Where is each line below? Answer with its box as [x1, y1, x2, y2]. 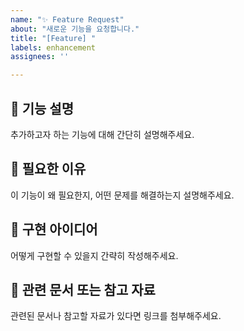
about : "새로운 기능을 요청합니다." [10, 24, 140, 34]
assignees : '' [10, 52, 70, 62]
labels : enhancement [10, 42, 97, 53]
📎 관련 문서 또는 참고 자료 [10, 281, 156, 298]
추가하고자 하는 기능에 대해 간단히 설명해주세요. [10, 128, 195, 140]
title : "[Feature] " [10, 33, 97, 43]
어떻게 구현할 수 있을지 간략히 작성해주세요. [10, 249, 179, 261]
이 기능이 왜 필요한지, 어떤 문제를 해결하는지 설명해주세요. [10, 189, 235, 201]
